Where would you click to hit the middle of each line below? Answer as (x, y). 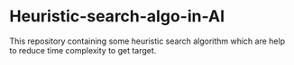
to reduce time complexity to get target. (83, 50)
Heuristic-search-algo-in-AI (117, 16)
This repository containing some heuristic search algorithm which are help (147, 41)
